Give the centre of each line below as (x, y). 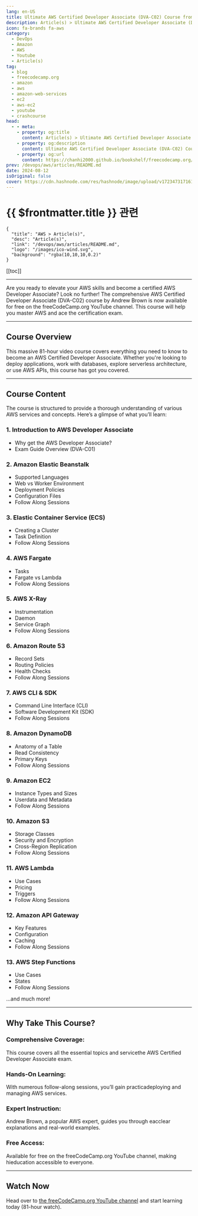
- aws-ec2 (23, 105)
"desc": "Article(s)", (39, 239)
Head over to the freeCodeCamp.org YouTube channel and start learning (94, 1200)
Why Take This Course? (51, 1023)
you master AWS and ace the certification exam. (65, 313)
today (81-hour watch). (34, 1207)
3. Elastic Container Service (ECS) (56, 517)
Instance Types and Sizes (46, 793)
